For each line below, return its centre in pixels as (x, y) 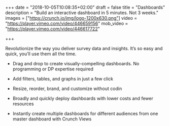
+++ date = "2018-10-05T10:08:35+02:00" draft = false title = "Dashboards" (85, 7)
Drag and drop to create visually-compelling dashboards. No (76, 64)
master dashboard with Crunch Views (52, 119)
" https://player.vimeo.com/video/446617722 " (53, 29)
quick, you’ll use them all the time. (41, 54)
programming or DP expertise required (53, 69)
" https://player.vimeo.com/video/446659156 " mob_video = (67, 23)
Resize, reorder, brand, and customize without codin (67, 89)
